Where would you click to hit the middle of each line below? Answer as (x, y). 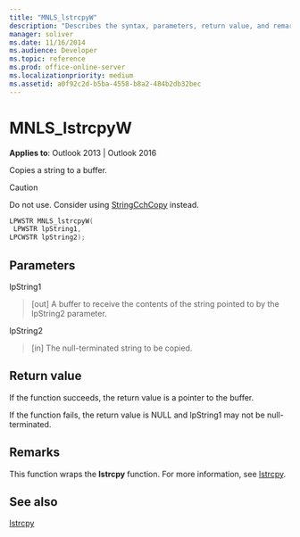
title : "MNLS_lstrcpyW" (54, 17)
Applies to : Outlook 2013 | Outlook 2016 (83, 153)
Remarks (35, 453)
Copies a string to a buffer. (58, 169)
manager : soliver (42, 34)
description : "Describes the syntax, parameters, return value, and (139, 26)
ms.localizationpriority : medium (71, 76)
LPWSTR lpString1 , (47, 229)
